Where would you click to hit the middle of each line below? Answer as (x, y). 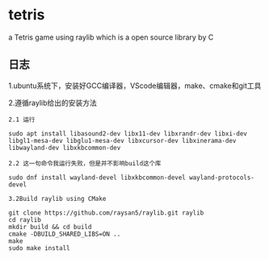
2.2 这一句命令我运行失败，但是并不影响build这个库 (85, 163)
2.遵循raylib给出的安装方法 (53, 102)
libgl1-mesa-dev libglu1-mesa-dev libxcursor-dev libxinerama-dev (122, 140)
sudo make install (39, 248)
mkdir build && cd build (50, 227)
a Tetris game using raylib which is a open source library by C (111, 37)
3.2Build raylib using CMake (57, 198)
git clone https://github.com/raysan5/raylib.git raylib (106, 213)
